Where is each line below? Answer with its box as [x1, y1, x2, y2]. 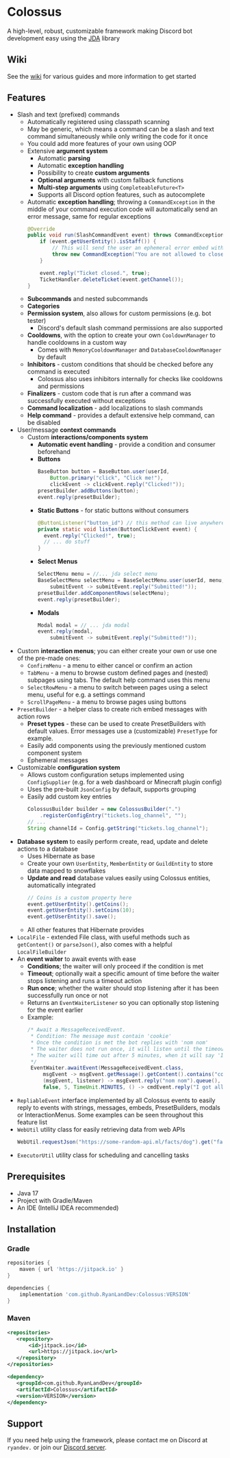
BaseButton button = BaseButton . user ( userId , [37, 468, 170, 475]
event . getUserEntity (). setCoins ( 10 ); [27, 907, 136, 914]
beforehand [37, 448, 71, 456]
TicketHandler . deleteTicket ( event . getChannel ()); [40, 276, 184, 283]
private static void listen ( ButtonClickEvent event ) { [37, 526, 197, 533]
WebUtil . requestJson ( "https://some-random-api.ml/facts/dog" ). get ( [16, 1139, 214, 1145]
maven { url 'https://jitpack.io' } [19, 1266, 125, 1273]
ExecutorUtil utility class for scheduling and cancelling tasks [16, 1151, 190, 1159]
